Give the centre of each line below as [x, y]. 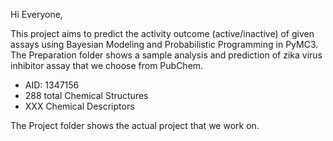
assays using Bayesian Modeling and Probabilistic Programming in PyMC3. [164, 44]
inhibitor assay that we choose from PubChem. [107, 65]
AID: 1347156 [52, 85]
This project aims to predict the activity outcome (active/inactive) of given [162, 33]
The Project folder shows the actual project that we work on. [135, 125]
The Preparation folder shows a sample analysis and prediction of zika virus [166, 55]
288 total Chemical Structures [86, 95]
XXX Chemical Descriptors [79, 106]
